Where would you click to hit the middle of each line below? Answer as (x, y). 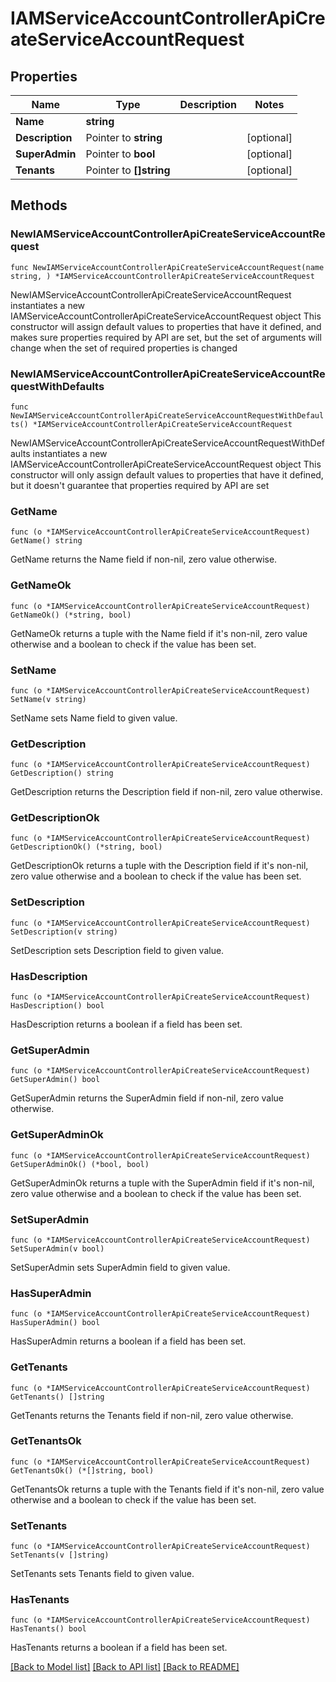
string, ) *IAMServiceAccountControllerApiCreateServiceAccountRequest (162, 276)
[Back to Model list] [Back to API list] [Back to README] (125, 1667)
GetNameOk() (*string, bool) (71, 615)
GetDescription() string (62, 773)
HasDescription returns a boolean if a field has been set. (126, 1024)
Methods (39, 205)
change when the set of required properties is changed (124, 348)
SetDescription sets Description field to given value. (117, 950)
